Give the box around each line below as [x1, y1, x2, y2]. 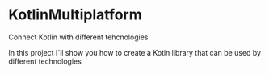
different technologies [8, 56, 82, 66]
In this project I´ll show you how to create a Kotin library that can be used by [8, 47, 261, 57]
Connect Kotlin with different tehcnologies [8, 32, 149, 42]
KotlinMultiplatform [8, 6, 143, 24]
